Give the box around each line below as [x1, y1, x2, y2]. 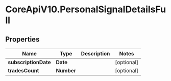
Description [81, 50, 110, 57]
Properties [5, 35, 40, 44]
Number [56, 67, 77, 74]
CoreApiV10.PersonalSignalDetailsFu [5, 4, 166, 15]
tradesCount [8, 67, 39, 74]
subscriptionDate [8, 59, 51, 66]
